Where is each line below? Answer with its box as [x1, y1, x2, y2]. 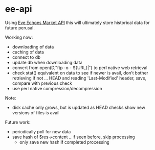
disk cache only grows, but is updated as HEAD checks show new [12, 104, 146, 110]
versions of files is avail [12, 109, 60, 116]
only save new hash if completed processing [19, 139, 110, 145]
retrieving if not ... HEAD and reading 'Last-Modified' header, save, [12, 75, 147, 81]
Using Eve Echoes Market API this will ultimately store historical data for [5, 20, 150, 25]
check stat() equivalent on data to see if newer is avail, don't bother [12, 70, 149, 75]
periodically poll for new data [12, 128, 71, 134]
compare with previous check [12, 80, 72, 86]
